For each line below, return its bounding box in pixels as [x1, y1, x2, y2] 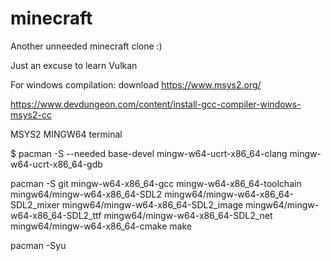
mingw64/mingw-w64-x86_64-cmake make [10, 220, 192, 232]
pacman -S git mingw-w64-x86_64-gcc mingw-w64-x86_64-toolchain [10, 177, 302, 189]
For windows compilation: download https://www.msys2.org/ [10, 78, 262, 91]
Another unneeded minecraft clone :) [10, 40, 163, 52]
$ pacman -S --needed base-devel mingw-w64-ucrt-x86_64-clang [10, 147, 288, 159]
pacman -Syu [10, 239, 67, 251]
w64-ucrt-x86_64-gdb [10, 158, 103, 170]
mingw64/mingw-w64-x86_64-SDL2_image [61, 198, 244, 211]
